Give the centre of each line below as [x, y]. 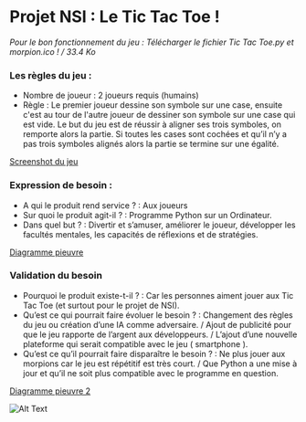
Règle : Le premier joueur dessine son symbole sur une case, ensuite [153, 105]
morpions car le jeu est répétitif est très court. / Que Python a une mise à [160, 364]
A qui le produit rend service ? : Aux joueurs [105, 205]
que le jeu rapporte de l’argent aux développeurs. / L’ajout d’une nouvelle [160, 334]
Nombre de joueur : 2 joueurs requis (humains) [111, 95]
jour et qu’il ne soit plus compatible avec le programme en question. [150, 373]
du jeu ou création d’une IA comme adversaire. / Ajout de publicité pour [157, 324]
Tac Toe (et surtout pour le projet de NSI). [101, 305]
